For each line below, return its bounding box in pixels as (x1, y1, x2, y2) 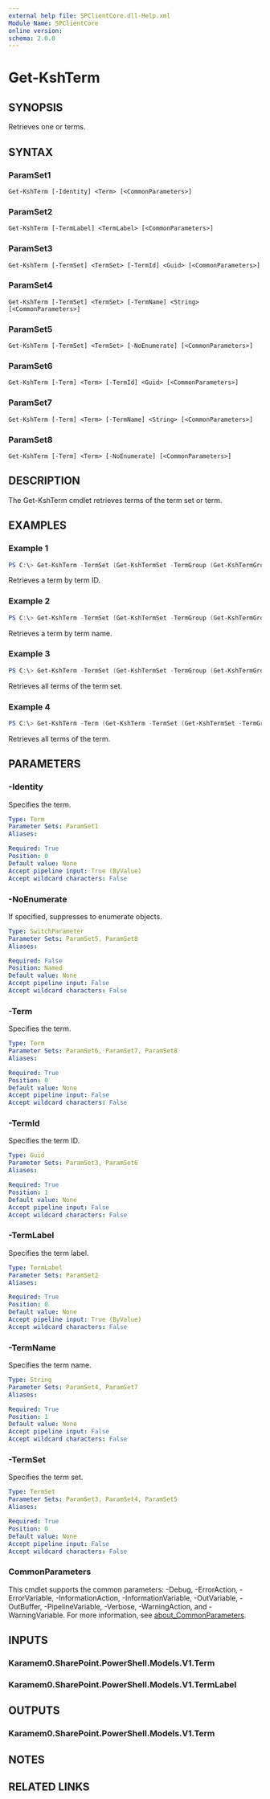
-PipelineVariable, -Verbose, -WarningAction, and (43, 1601, 207, 1611)
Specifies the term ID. (8, 1136, 80, 1146)
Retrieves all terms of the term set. (8, 681, 123, 691)
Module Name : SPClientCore (8, 19, 99, 27)
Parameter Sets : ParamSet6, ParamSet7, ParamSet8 (8, 1047, 178, 1055)
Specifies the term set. (8, 1472, 84, 1482)
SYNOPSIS (8, 100, 63, 114)
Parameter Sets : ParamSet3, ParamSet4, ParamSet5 (8, 1495, 178, 1503)
